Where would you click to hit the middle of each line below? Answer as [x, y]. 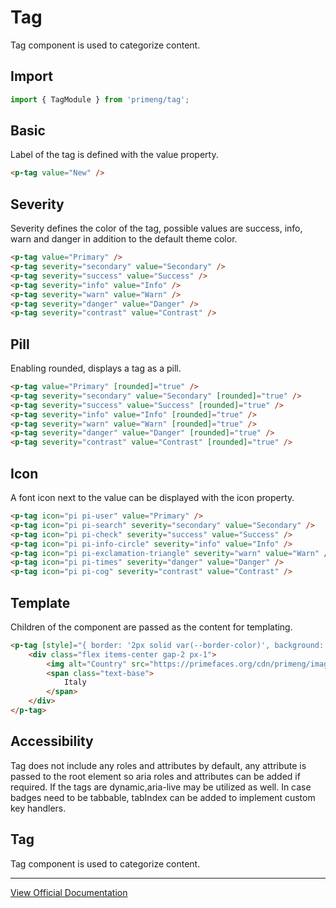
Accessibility [52, 741]
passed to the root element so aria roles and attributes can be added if [155, 776]
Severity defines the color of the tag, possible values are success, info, [156, 228]
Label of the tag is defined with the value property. [114, 155]
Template [40, 602]
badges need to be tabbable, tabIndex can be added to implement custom [163, 797]
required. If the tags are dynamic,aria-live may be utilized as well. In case [161, 787]
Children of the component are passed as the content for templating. [151, 627]
